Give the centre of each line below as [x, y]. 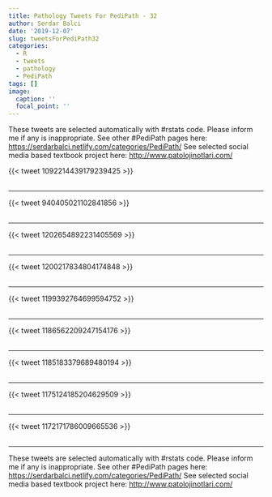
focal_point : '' [43, 106]
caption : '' [36, 99]
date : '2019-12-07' [41, 31]
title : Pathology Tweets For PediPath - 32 [83, 16]
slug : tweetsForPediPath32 [54, 39]
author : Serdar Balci [45, 24]
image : [19, 91]
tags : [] [23, 84]
